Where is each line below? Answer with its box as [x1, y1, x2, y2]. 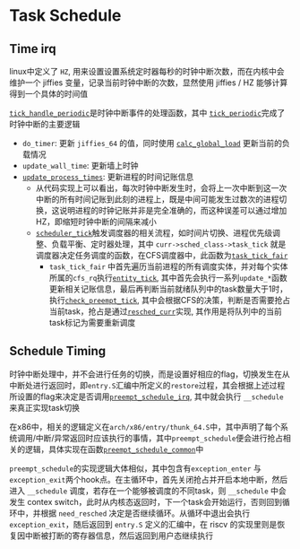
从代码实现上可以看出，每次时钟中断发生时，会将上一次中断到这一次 [35, 183, 287, 193]
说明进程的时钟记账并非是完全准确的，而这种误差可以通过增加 [59, 205, 287, 215]
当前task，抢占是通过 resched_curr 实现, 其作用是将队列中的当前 [48, 306, 282, 317]
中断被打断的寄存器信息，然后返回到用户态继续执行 [24, 530, 213, 541]
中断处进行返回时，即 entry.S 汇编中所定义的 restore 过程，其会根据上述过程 [9, 379, 286, 390]
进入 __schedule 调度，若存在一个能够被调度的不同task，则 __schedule [9, 485, 269, 496]
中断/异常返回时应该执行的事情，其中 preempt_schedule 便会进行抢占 [35, 432, 284, 443]
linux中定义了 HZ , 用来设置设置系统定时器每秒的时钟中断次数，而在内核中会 [9, 66, 285, 76]
